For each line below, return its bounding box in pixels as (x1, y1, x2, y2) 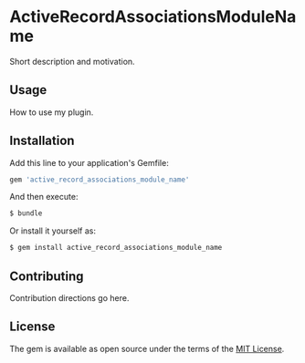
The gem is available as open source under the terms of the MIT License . (9, 343, 285, 354)
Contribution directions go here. (9, 293, 130, 303)
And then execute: (9, 192, 79, 202)
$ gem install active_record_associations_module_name (9, 244, 223, 253)
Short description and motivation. (9, 56, 135, 67)
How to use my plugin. (9, 107, 94, 118)
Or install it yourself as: (9, 225, 96, 236)
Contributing (9, 268, 84, 284)
